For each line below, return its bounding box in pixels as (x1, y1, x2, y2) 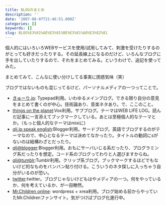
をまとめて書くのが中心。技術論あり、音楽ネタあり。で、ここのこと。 (12, 102, 156, 107)
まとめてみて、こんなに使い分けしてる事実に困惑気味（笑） (5, 74, 127, 80)
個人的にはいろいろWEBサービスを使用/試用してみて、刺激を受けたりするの (5, 45, 160, 50)
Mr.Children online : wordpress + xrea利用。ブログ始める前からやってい (12, 189, 158, 194)
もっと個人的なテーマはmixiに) (23, 120, 86, 126)
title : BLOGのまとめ (5, 7, 45, 12)
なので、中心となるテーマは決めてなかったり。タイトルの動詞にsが (21, 132, 158, 138)
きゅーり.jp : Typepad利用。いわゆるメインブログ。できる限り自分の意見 (12, 95, 160, 101)
